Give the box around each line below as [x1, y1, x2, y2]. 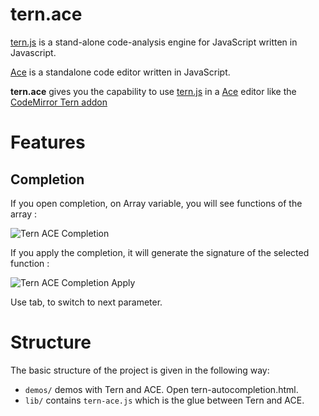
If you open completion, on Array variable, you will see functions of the [10, 197, 303, 209]
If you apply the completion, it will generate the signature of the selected [10, 246, 310, 258]
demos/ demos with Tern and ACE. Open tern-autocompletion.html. [24, 383, 299, 395]
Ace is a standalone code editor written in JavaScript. [10, 66, 231, 78]
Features [10, 131, 86, 154]
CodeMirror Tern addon [10, 96, 108, 108]
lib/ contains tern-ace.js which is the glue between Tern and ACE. [24, 394, 305, 406]
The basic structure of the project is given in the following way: [10, 364, 270, 376]
